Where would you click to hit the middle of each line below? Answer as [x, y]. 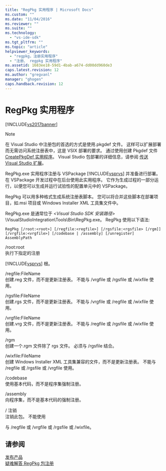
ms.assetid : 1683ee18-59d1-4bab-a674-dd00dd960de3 [59, 65]
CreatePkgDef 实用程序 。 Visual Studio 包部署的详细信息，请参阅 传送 [77, 157]
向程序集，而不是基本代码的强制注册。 [44, 400]
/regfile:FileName [23, 273]
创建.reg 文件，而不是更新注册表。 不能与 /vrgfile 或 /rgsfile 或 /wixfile [77, 279]
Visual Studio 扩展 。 [26, 163]
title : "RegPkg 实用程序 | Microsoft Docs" [49, 10]
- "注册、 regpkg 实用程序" [36, 61]
